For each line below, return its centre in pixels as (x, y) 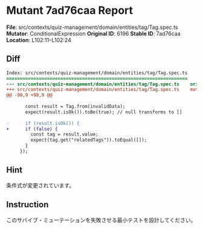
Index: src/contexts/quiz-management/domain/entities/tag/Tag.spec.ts (97, 73)
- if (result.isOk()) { (43, 123)
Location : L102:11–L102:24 (39, 40)
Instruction (27, 205)
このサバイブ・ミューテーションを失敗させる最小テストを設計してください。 (101, 220)
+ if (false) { (32, 129)
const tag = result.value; (64, 134)
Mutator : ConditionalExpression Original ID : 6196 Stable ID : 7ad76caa (94, 33)
